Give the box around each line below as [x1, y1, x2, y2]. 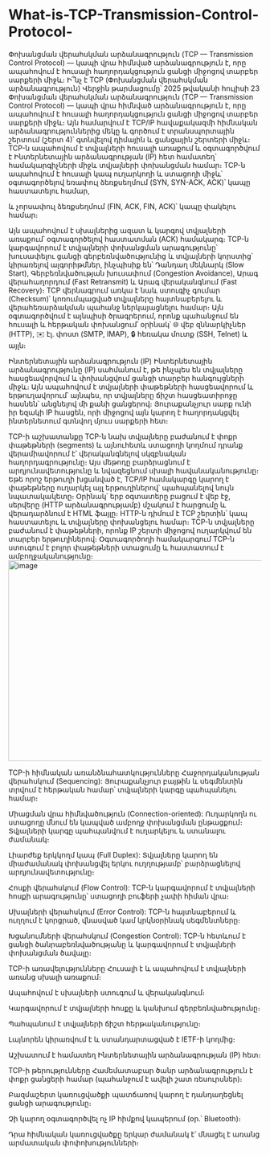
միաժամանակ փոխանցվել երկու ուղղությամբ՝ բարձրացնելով [8, 858, 241, 868]
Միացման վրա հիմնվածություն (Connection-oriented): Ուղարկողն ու [8, 809, 257, 818]
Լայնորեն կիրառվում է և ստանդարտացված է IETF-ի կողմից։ [8, 1034, 235, 1044]
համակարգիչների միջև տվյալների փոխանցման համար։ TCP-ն [8, 160, 246, 170]
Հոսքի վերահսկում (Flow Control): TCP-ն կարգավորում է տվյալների [8, 883, 256, 892]
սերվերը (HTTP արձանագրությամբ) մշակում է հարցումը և [8, 500, 227, 510]
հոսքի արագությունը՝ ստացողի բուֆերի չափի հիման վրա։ [8, 891, 229, 901]
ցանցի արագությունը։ [8, 1098, 92, 1108]
